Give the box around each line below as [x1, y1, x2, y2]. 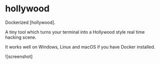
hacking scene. [5, 34, 37, 40]
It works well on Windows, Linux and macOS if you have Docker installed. [5, 44, 156, 50]
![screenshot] [5, 53, 33, 60]
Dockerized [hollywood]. [5, 19, 56, 25]
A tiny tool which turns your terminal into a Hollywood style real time [5, 29, 145, 35]
